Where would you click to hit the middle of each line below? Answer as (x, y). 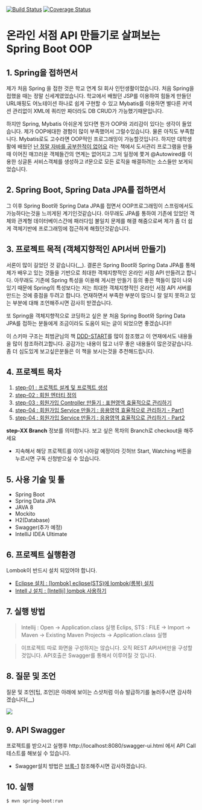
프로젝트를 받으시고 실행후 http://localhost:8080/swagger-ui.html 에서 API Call (101, 745)
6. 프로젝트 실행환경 (41, 555)
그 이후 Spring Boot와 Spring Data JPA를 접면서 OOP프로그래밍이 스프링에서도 (100, 206)
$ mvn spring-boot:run (35, 801)
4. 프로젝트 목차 (34, 372)
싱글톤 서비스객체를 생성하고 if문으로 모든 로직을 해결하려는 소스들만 (97, 161)
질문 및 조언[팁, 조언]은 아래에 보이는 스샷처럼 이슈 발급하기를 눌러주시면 (91, 692)
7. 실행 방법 (26, 611)
